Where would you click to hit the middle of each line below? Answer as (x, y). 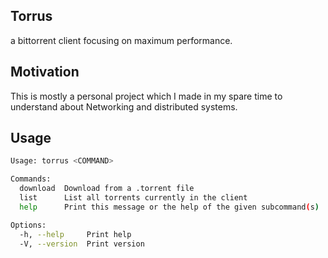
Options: (28, 225)
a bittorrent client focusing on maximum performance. (121, 40)
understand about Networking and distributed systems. (124, 106)
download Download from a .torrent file (107, 189)
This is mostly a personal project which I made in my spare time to (146, 96)
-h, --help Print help (75, 234)
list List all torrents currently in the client (133, 198)
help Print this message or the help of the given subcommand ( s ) (169, 207)
